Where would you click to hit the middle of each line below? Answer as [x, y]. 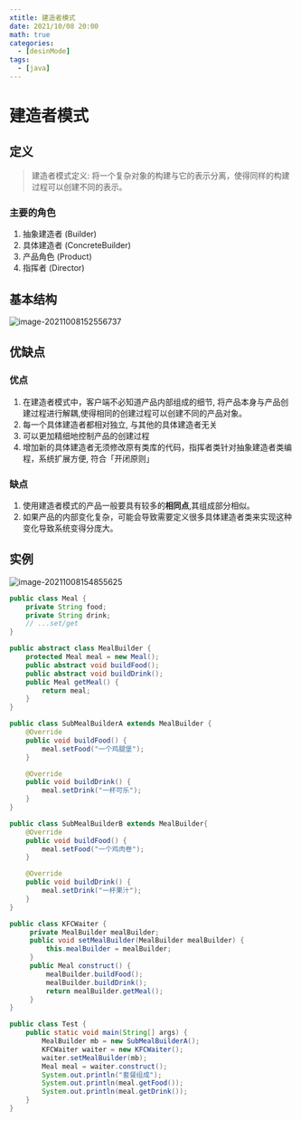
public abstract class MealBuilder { [80, 648]
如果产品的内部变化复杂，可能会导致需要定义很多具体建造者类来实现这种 [157, 516]
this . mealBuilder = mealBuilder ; [108, 949]
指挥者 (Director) [53, 268]
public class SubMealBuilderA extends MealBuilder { [111, 724]
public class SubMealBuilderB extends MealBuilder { [108, 824]
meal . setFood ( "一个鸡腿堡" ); [93, 749]
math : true [30, 34]
